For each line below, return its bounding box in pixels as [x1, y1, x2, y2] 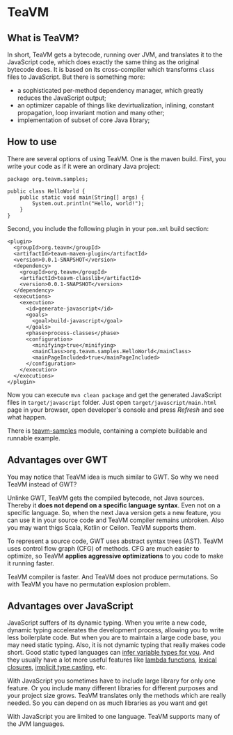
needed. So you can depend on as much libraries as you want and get [7, 699, 208, 707]
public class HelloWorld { [7, 188, 86, 195]
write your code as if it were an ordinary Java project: [7, 162, 161, 170]
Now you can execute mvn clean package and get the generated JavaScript [7, 390, 222, 399]
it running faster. [7, 559, 54, 567]
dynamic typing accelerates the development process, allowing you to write [7, 626, 225, 634]
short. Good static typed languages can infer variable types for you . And [7, 648, 215, 657]
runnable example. [7, 433, 61, 442]
